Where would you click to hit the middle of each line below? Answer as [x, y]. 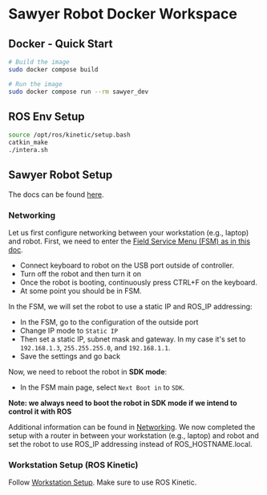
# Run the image [35, 84]
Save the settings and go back [70, 356]
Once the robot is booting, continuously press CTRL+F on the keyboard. [139, 283]
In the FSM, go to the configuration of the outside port [109, 322]
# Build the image [39, 62]
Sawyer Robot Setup [61, 175]
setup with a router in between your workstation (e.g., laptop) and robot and [133, 436]
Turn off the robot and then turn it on [81, 274]
